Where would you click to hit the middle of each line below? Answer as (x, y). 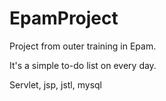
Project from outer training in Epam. (83, 46)
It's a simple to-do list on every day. (83, 65)
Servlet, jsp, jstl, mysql (55, 84)
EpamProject (64, 18)
